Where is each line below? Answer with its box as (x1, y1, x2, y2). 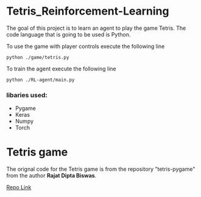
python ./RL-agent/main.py (6, 77, 75, 83)
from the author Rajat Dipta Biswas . (6, 172, 97, 179)
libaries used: (6, 91, 48, 99)
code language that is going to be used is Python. (6, 30, 131, 38)
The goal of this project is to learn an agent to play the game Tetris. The (6, 24, 186, 32)
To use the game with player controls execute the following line (6, 43, 165, 50)
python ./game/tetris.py (6, 54, 69, 60)
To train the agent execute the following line (6, 65, 117, 72)
